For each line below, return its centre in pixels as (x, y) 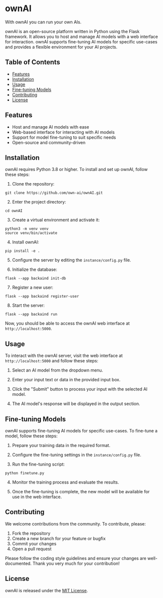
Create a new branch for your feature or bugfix (59, 538)
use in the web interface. (37, 497)
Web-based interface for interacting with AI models (63, 132)
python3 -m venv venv (27, 229)
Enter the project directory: (39, 202)
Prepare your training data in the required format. (61, 445)
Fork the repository (31, 533)
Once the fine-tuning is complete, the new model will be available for (81, 492)
